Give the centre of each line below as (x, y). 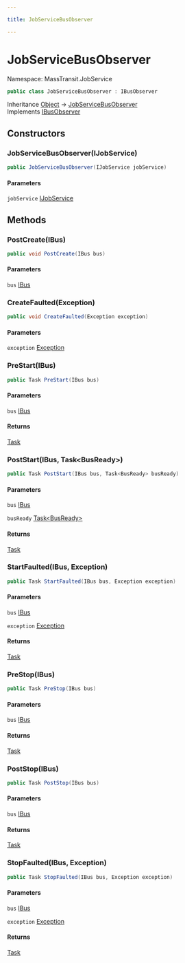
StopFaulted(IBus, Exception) (57, 863)
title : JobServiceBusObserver (50, 19)
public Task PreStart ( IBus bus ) (53, 380)
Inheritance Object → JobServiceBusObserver (72, 105)
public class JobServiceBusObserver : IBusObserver (82, 91)
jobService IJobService (40, 198)
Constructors (36, 133)
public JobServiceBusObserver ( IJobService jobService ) (87, 167)
